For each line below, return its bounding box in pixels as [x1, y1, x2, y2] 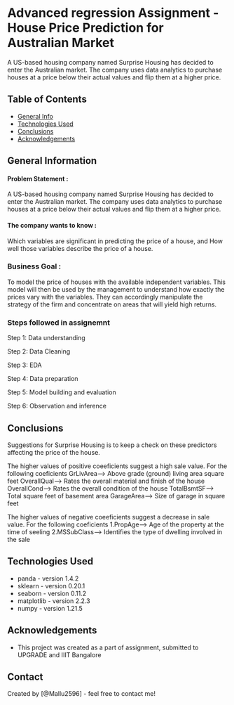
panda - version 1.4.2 [17, 574, 79, 583]
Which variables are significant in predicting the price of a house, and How [7, 237, 223, 245]
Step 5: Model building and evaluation [7, 388, 117, 396]
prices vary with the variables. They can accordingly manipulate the [7, 292, 203, 301]
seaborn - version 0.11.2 [17, 589, 87, 597]
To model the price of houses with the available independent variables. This [7, 278, 226, 286]
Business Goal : [7, 261, 62, 271]
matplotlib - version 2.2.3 [17, 596, 90, 605]
